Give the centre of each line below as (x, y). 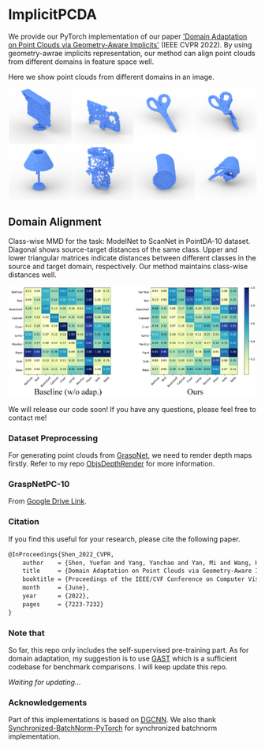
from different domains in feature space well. (81, 62)
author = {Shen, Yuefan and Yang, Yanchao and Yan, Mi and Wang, (137, 563)
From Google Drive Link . (47, 501)
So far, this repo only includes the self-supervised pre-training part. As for (129, 650)
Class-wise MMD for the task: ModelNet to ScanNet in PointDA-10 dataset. (129, 241)
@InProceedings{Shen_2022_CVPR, (61, 554)
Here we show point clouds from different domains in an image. (111, 77)
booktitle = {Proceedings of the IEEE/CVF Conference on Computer (134, 579)
